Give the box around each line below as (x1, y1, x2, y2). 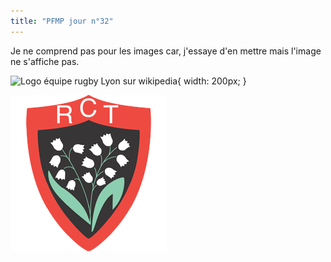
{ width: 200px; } (177, 75, 247, 87)
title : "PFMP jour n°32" (10, 16, 114, 26)
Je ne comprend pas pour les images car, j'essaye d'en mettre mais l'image (10, 45, 322, 57)
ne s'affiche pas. (10, 55, 80, 67)
